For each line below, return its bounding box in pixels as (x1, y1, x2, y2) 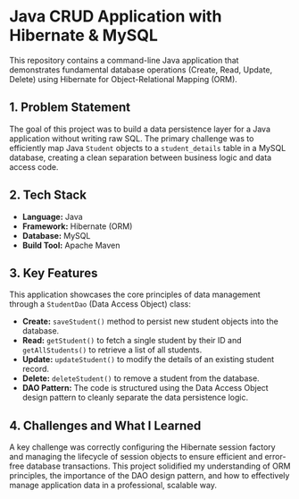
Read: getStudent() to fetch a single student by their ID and (21, 335, 243, 346)
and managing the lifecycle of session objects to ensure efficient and (9, 452, 263, 462)
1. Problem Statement (9, 100, 131, 115)
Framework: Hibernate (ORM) (21, 221, 133, 232)
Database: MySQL (21, 230, 91, 241)
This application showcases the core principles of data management (9, 289, 261, 300)
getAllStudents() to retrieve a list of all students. (21, 344, 203, 355)
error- (264, 452, 287, 462)
